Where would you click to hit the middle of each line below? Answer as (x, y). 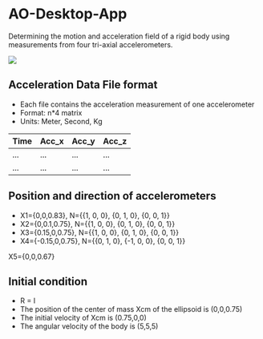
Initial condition (48, 281)
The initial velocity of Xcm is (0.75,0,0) (83, 318)
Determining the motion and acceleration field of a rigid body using (119, 36)
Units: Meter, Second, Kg (61, 121)
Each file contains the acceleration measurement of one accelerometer (137, 104)
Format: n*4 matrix (51, 112)
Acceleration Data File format (83, 85)
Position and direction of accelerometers (112, 196)
